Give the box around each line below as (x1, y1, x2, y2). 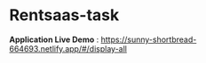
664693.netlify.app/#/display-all (9, 43, 127, 53)
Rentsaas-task (9, 5, 120, 25)
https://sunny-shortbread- (100, 34, 197, 45)
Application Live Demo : (9, 34, 99, 45)
